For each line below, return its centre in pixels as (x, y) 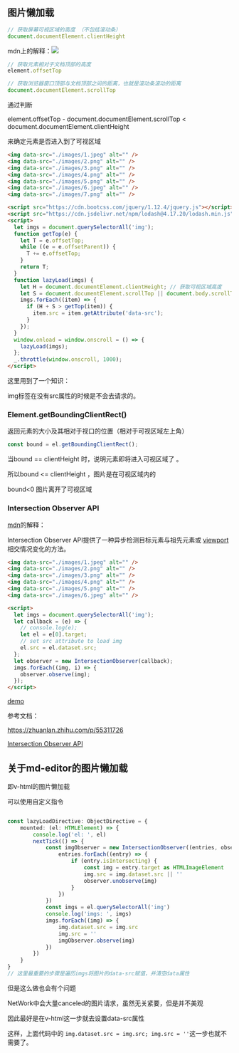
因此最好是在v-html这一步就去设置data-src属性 (76, 1018)
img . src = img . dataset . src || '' (133, 874)
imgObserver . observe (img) (96, 941)
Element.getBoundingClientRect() (67, 414)
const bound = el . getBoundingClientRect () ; (73, 445)
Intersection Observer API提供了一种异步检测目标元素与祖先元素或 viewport (118, 540)
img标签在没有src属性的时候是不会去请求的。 (74, 396)
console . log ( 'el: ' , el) (70, 834)
